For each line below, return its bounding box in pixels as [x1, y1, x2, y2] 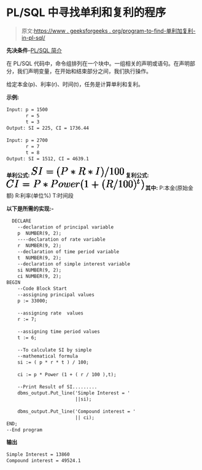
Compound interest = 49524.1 [6, 457, 81, 464]
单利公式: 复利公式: [6, 171, 149, 179]
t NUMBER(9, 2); [17, 254, 62, 261]
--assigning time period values [17, 328, 100, 335]
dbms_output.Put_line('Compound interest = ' [17, 408, 136, 415]
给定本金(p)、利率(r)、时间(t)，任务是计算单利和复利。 [6, 80, 144, 88]
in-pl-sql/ [21, 34, 45, 41]
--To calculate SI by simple [17, 347, 92, 353]
